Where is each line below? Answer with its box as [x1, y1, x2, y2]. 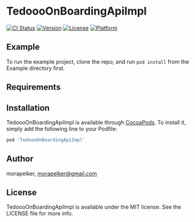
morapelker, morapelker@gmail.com [6, 170, 97, 177]
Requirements [6, 82, 61, 92]
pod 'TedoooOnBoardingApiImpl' [6, 136, 86, 143]
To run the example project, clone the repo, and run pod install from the [6, 58, 190, 65]
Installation [6, 103, 50, 113]
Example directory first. [6, 64, 65, 72]
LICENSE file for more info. [6, 210, 74, 217]
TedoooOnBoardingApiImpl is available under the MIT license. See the [6, 203, 182, 210]
